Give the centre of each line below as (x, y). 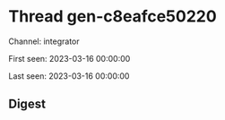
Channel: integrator (44, 41)
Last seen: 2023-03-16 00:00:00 (69, 76)
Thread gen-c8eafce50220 (112, 17)
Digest (27, 104)
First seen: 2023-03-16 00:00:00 (69, 58)
